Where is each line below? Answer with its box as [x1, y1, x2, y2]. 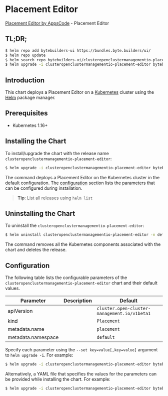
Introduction [5, 76, 45, 84]
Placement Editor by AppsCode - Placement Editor [5, 20, 109, 26]
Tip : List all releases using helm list [17, 195, 93, 201]
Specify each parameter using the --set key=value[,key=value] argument [5, 347, 158, 353]
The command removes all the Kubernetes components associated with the [5, 241, 161, 247]
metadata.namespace [7, 334, 59, 341]
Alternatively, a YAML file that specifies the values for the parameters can [5, 370, 156, 377]
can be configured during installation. [5, 185, 82, 191]
